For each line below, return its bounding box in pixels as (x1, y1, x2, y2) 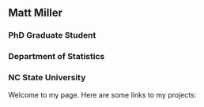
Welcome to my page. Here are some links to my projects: (8, 90, 197, 99)
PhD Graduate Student (8, 30, 96, 41)
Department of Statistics (8, 51, 105, 62)
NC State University (8, 72, 86, 83)
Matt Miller (8, 6, 63, 20)
